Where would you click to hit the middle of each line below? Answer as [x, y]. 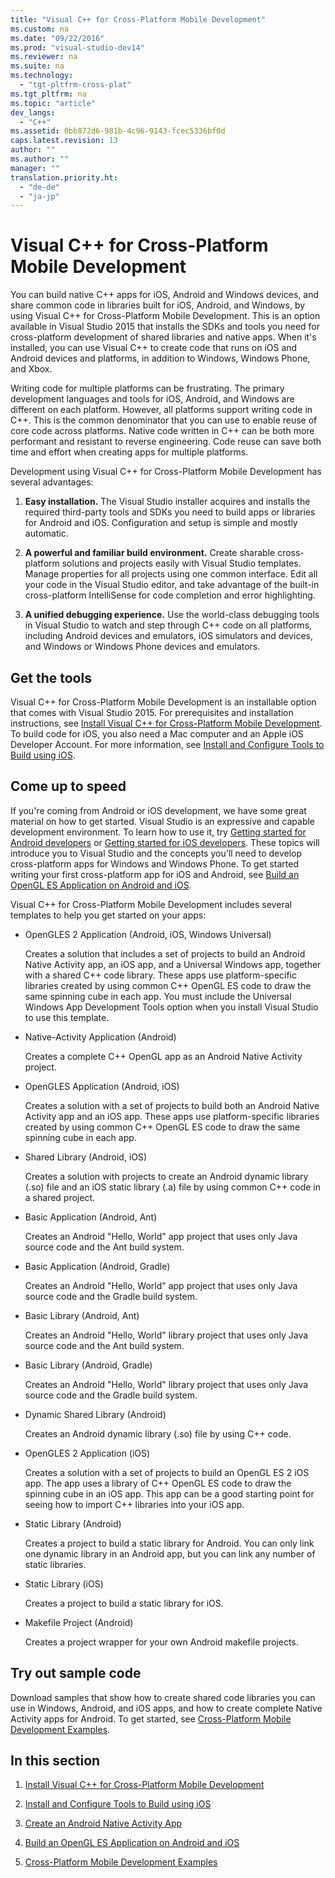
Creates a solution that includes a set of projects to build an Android [165, 953]
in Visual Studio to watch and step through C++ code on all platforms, [168, 625]
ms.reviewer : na [44, 57]
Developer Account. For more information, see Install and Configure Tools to [167, 744]
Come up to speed [68, 786]
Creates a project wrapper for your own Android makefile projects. [161, 1642]
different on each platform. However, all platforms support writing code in [161, 410]
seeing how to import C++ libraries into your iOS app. [134, 1504]
